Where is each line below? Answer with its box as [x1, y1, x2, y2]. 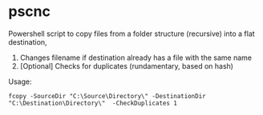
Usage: [8, 77, 32, 86]
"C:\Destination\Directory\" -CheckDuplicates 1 [8, 99, 178, 107]
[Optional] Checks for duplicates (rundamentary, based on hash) [19, 61, 234, 70]
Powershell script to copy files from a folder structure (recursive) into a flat [8, 29, 255, 38]
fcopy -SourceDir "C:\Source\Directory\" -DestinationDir [8, 92, 206, 100]
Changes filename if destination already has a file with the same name [19, 53, 253, 62]
